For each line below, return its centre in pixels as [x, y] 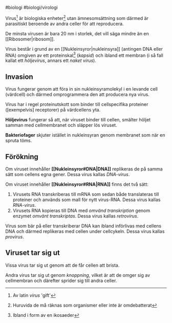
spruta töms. [19, 141]
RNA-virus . [24, 205]
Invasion [19, 77]
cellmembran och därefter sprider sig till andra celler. [61, 281]
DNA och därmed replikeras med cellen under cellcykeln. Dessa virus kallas [85, 231]
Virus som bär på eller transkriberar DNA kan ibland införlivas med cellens [83, 226]
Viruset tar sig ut [33, 253]
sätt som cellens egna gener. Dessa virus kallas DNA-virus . [68, 174]
